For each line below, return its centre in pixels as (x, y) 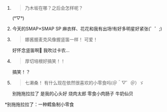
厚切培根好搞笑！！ (45, 61)
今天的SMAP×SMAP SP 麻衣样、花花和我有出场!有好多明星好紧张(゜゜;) (87, 29)
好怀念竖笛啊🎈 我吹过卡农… (41, 50)
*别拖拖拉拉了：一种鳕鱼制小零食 (39, 104)
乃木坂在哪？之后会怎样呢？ (54, 8)
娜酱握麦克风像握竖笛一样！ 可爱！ (61, 39)
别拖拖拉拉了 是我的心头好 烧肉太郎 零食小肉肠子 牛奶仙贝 (73, 93)
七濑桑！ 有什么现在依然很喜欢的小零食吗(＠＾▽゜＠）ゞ (84, 83)
